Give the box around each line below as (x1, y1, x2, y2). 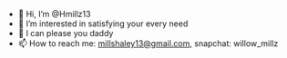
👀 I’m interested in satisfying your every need (17, 18, 189, 29)
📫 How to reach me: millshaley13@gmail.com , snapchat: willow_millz (17, 38, 279, 49)
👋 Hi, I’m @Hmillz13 (17, 9, 91, 19)
